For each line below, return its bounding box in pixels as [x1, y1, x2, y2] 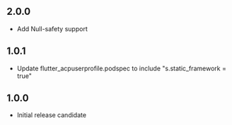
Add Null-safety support [16, 24, 88, 33]
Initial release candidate [16, 111, 86, 119]
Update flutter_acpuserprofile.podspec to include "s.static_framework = [16, 64, 227, 72]
